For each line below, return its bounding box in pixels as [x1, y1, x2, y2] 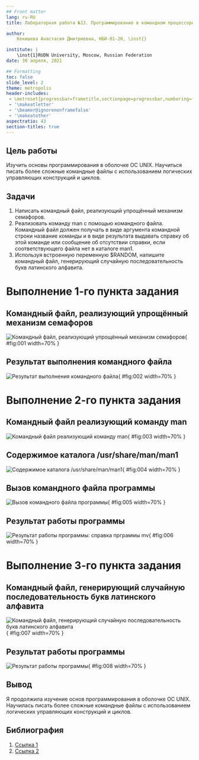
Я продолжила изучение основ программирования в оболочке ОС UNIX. [6, 695, 191, 702]
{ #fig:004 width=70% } [122, 466, 181, 473]
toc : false [6, 74, 33, 80]
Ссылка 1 [14, 741, 38, 748]
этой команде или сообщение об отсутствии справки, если [14, 239, 166, 245]
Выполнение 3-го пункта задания [6, 559, 182, 572]
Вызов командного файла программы [6, 483, 156, 493]
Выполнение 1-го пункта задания [6, 285, 179, 298]
